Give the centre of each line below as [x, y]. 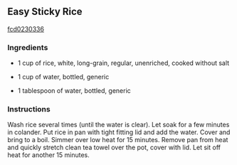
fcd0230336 [26, 29]
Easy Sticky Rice [45, 12]
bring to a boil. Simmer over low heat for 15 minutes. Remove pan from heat [118, 140]
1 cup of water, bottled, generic [63, 77]
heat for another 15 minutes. [49, 155]
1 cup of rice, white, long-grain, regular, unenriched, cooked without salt [123, 63]
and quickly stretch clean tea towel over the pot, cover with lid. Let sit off [114, 147]
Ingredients [28, 47]
